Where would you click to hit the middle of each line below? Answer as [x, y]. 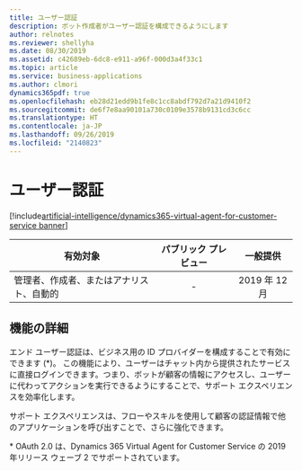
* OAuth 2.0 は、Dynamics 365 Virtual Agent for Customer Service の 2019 [147, 446]
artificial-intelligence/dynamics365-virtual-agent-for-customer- [160, 216]
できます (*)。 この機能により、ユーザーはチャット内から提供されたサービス [150, 363]
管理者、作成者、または [64, 280]
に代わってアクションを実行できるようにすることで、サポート [123, 385]
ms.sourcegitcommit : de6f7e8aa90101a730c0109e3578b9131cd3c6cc [130, 110]
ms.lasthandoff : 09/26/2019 [62, 135]
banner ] [54, 225]
